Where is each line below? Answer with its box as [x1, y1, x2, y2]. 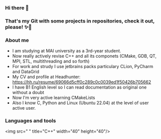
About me [5, 37, 29, 44]
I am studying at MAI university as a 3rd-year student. [12, 48, 121, 54]
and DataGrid [12, 69, 39, 75]
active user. [12, 105, 36, 111]
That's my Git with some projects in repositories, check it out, [5, 17, 155, 24]
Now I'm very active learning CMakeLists [12, 95, 95, 101]
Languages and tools [5, 117, 56, 124]
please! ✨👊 [5, 23, 32, 30]
